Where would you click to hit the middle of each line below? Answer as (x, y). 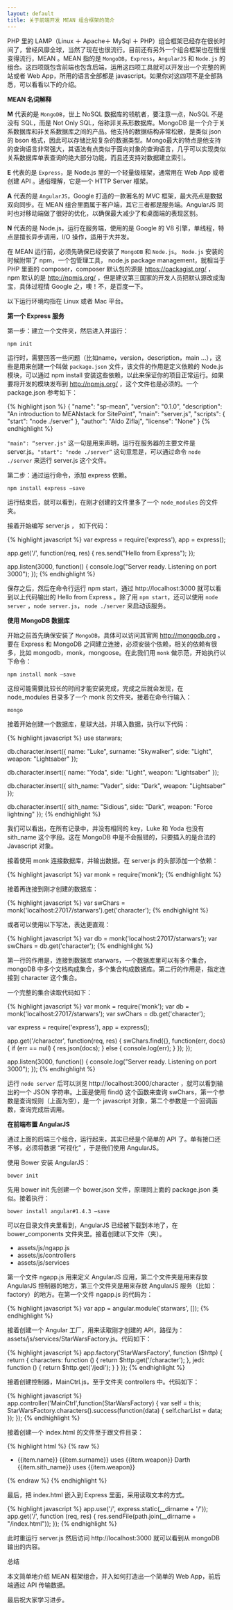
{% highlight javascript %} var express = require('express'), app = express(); (116, 539)
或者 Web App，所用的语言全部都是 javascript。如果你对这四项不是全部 (115, 76)
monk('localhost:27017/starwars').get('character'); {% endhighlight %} (108, 910)
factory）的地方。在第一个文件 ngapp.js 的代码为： (80, 1294)
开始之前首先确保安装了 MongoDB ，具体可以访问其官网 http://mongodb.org (112, 635)
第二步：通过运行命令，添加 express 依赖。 (69, 475)
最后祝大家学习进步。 (37, 1600)
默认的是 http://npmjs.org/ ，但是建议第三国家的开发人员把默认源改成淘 (123, 277)
